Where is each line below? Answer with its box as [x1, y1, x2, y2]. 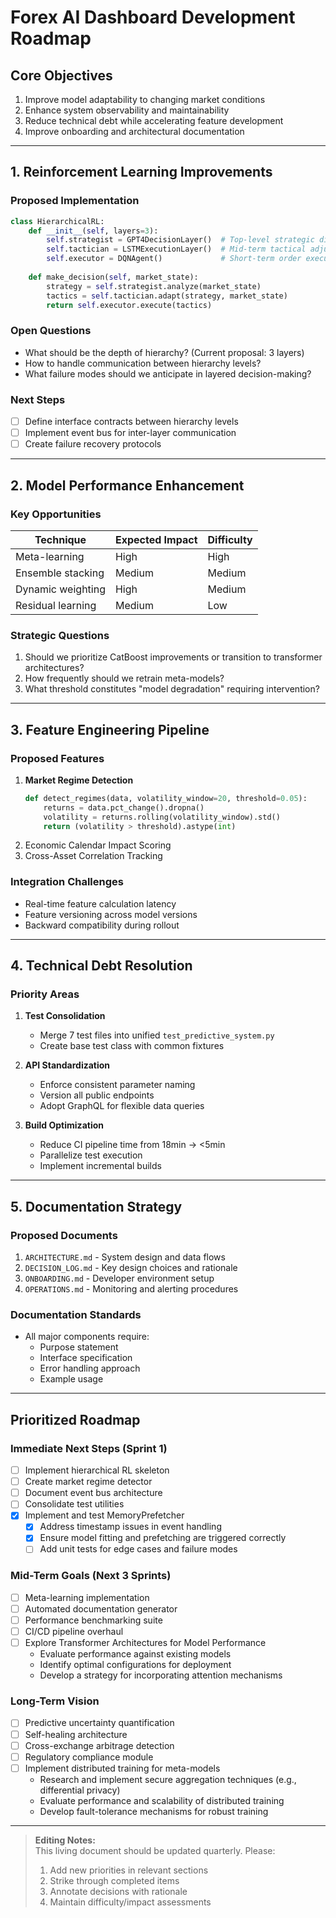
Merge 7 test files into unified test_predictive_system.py [39, 1029, 275, 1041]
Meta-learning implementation [24, 1591, 150, 1603]
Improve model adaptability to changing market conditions [24, 94, 266, 105]
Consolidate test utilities [24, 1498, 125, 1510]
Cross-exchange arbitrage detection [24, 1739, 175, 1751]
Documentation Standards [10, 1307, 142, 1321]
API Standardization [24, 1059, 111, 1071]
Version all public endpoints [39, 1089, 155, 1101]
